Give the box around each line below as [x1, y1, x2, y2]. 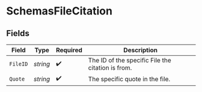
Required [56, 46, 83, 54]
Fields [6, 28, 30, 38]
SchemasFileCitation [6, 4, 113, 18]
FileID [9, 61, 28, 67]
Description [123, 46, 158, 54]
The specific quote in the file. [88, 75, 171, 83]
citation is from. [88, 64, 132, 72]
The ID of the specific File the [88, 56, 171, 64]
